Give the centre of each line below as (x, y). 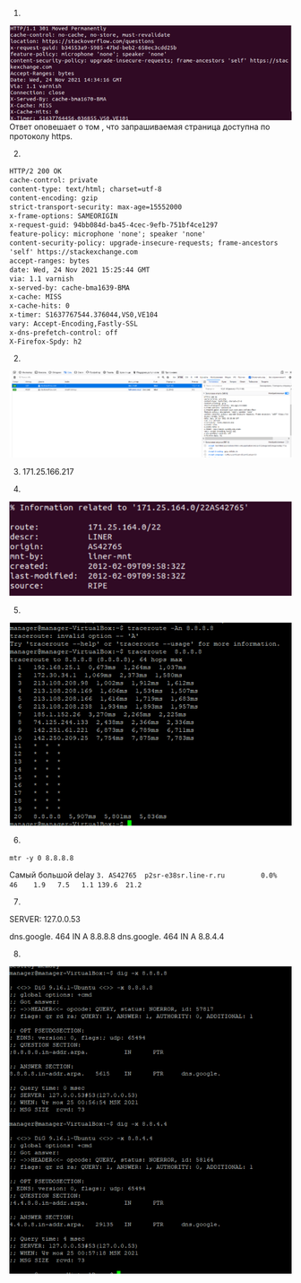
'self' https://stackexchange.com (74, 252)
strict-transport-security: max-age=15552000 (95, 207)
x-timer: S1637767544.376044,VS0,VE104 (84, 314)
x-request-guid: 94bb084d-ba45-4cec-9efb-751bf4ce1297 (114, 225)
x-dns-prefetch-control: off (64, 332)
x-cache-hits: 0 (39, 305)
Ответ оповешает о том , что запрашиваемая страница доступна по (140, 127)
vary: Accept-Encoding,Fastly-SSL (74, 323)
